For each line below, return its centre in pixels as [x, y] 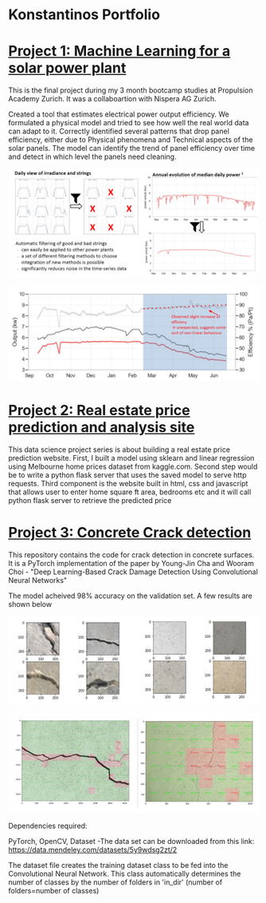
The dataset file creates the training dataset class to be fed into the [118, 865]
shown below [30, 604]
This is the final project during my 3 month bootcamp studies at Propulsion [131, 90]
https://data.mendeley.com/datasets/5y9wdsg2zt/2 [93, 850]
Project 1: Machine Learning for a [119, 51]
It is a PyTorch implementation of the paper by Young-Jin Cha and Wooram [131, 563]
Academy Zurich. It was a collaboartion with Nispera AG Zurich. [112, 99]
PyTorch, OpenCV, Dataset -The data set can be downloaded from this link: [131, 842]
